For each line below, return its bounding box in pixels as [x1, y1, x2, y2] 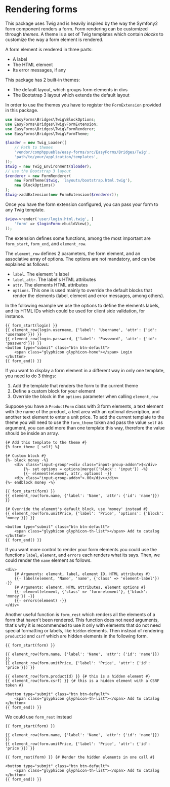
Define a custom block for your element [12, 388, 96, 394]
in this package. [5, 107, 39, 113]
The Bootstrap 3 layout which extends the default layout [12, 92, 130, 98]
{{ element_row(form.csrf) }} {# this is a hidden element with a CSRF [5, 678, 159, 683]
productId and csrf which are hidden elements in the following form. [5, 633, 148, 639]
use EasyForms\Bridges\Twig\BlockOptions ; [5, 117, 96, 122]
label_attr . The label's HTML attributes [12, 276, 96, 282]
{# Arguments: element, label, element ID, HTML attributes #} [14, 571, 151, 577]
